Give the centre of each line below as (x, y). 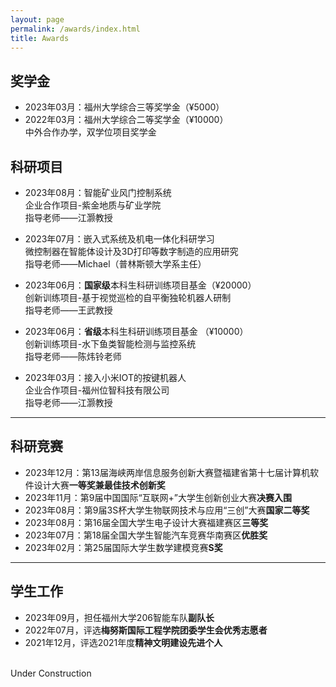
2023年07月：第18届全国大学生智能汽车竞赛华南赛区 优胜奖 (146, 535)
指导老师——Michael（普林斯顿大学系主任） (115, 264)
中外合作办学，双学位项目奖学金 (90, 132)
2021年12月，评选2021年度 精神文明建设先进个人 (123, 642)
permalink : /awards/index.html (75, 29)
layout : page (37, 19)
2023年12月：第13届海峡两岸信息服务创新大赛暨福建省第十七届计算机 (167, 472)
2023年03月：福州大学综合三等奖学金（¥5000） (124, 107)
